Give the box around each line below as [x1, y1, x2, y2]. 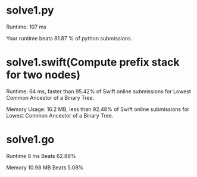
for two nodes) [6, 68, 80, 82]
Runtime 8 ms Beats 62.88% [6, 152, 76, 159]
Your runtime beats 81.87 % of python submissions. [6, 34, 133, 42]
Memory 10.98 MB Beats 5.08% [6, 164, 84, 171]
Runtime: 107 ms [6, 23, 46, 30]
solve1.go [6, 133, 55, 146]
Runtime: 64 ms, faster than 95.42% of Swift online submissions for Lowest [6, 87, 192, 95]
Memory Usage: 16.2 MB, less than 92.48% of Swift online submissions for [6, 105, 190, 113]
